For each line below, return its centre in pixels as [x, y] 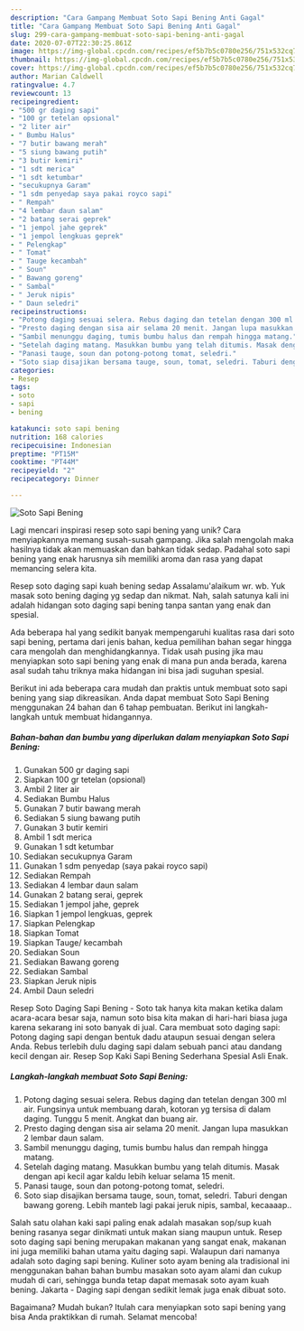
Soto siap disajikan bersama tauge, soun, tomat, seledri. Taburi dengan [155, 1195]
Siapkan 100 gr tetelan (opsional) [84, 779]
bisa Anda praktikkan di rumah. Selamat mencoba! [104, 1317]
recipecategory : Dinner [55, 479]
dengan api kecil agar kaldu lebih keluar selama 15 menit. [129, 1176]
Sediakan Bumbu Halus [67, 798]
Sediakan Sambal [55, 971]
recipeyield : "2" [43, 470]
